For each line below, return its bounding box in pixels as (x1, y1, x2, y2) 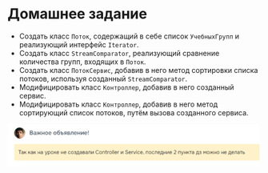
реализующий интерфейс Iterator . (18, 39, 139, 49)
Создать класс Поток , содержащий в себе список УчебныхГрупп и (18, 31, 240, 41)
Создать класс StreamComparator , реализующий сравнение (18, 48, 220, 58)
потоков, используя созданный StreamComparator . (18, 74, 188, 83)
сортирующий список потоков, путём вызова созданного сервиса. (18, 107, 249, 117)
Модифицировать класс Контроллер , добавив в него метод (18, 99, 218, 109)
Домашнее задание (7, 5, 147, 23)
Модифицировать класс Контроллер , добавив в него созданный (18, 82, 234, 92)
